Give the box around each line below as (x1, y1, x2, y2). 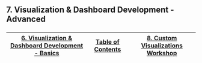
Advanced (6, 14, 46, 25)
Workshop (146, 49, 177, 58)
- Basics (34, 49, 60, 58)
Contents (94, 45, 121, 53)
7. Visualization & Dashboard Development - (6, 5, 174, 15)
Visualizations (141, 41, 183, 50)
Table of (95, 38, 120, 46)
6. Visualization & (20, 34, 73, 43)
